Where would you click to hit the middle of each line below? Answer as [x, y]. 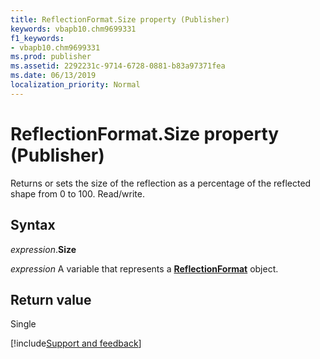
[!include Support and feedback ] [76, 343]
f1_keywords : [37, 38]
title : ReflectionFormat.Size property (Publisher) [120, 19]
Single [23, 324]
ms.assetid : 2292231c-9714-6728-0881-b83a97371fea [118, 66]
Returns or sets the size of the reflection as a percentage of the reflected [161, 183]
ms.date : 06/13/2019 [53, 76]
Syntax [33, 225]
